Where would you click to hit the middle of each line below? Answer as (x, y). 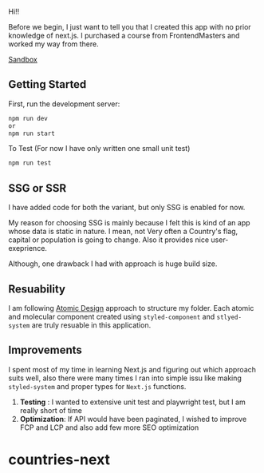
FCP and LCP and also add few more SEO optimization (109, 427)
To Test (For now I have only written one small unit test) (99, 149)
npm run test (30, 163)
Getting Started (47, 84)
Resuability (37, 289)
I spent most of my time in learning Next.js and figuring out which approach (132, 369)
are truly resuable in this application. (91, 325)
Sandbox (23, 60)
